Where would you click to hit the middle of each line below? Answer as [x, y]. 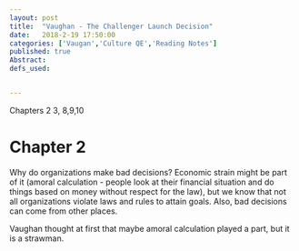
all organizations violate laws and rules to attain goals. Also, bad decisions [149, 201]
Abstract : [28, 60]
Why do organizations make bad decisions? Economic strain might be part [149, 172]
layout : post [34, 18]
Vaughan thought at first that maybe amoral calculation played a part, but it [149, 228]
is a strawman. [37, 238]
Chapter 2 [48, 147]
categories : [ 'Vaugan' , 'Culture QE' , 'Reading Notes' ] [114, 43]
